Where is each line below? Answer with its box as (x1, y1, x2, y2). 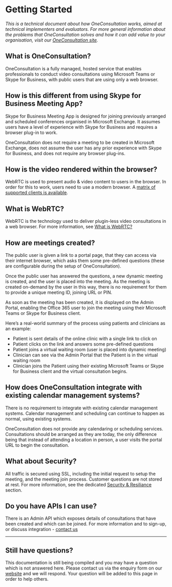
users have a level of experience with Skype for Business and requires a (5, 124, 158, 130)
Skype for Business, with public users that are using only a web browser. (5, 76, 159, 83)
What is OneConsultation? (5, 52, 91, 61)
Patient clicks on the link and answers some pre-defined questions (12, 341, 154, 347)
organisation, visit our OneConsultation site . (5, 37, 98, 43)
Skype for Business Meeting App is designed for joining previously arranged (5, 113, 166, 119)
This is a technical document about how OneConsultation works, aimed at (5, 21, 162, 27)
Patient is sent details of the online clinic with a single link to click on (12, 335, 157, 342)
